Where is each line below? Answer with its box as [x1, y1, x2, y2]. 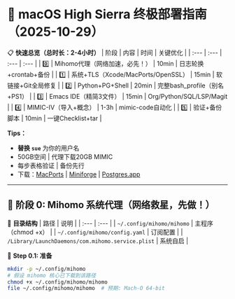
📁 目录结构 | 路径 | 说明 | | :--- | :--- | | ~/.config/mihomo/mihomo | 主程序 [7, 218, 213, 228]
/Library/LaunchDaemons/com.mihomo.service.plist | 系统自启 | [7, 236, 189, 245]
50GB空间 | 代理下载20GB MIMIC [17, 152, 113, 161]
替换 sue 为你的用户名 [17, 144, 80, 152]
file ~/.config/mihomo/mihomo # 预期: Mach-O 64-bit [7, 285, 166, 292]
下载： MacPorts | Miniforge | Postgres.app [17, 169, 141, 179]
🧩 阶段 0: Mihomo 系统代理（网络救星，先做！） [7, 199, 215, 211]
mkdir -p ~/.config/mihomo [7, 265, 86, 272]
